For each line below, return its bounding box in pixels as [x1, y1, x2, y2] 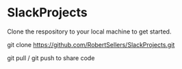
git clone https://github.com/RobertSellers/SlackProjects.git [7, 40, 175, 49]
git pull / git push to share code [7, 53, 95, 62]
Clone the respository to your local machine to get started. [7, 27, 172, 36]
